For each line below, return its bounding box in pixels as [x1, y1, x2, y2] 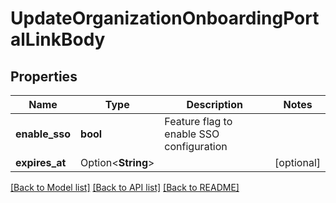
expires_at [15, 156, 67, 169]
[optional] [274, 156, 321, 169]
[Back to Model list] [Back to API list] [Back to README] [10, 182, 240, 193]
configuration [164, 140, 228, 153]
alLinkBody [10, 28, 106, 51]
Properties [10, 68, 78, 85]
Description [186, 98, 243, 111]
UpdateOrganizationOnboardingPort [10, 7, 320, 30]
